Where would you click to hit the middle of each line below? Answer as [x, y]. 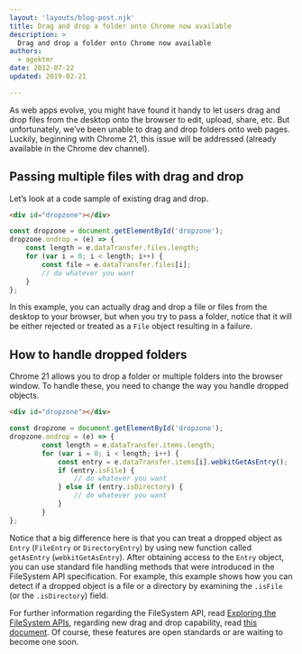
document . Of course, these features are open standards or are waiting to [146, 631]
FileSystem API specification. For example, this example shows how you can [151, 576]
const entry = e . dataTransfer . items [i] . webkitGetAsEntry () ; [173, 462]
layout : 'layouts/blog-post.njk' [72, 18]
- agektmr [36, 60]
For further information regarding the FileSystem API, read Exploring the [143, 613]
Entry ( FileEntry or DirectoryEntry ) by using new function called [131, 548]
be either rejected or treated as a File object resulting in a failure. [131, 327]
